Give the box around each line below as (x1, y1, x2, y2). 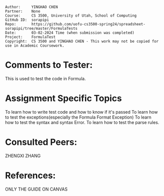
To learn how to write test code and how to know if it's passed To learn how (5, 109, 158, 115)
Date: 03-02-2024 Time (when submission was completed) (5, 30, 135, 35)
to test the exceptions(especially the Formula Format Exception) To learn (5, 114, 152, 120)
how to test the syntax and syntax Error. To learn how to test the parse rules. (5, 119, 160, 125)
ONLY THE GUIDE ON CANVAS (5, 186, 68, 192)
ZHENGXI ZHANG (5, 152, 41, 159)
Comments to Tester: (5, 59, 93, 71)
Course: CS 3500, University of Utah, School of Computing (5, 13, 137, 18)
